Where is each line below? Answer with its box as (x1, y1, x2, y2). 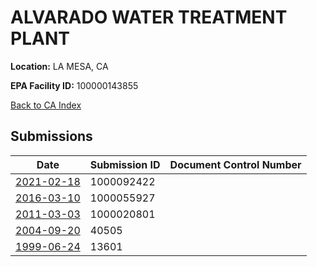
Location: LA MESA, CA (10, 60, 109, 72)
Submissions (10, 128, 93, 145)
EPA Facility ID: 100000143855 (10, 79, 139, 91)
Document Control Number (169, 157, 302, 171)
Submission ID (89, 157, 161, 171)
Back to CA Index (10, 99, 82, 111)
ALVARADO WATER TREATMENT (10, 6, 288, 29)
